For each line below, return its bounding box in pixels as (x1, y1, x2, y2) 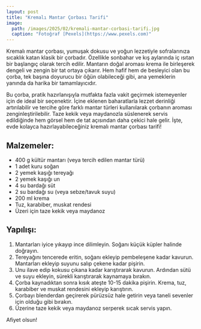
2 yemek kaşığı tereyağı (14, 169, 74, 176)
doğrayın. (14, 247, 39, 254)
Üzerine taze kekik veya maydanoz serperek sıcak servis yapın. (14, 304, 172, 312)
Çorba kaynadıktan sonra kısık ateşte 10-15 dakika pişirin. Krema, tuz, (14, 279, 187, 286)
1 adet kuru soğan (14, 163, 59, 170)
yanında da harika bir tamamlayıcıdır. (6, 79, 97, 87)
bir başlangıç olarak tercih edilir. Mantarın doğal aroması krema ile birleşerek (6, 61, 195, 68)
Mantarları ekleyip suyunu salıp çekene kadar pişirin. (14, 259, 145, 267)
